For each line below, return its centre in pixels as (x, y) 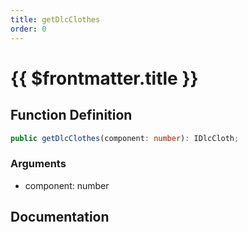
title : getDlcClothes (55, 19)
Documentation (60, 217)
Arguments (38, 164)
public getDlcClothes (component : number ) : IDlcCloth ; (125, 138)
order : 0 (28, 29)
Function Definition (71, 115)
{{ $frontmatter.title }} (104, 78)
